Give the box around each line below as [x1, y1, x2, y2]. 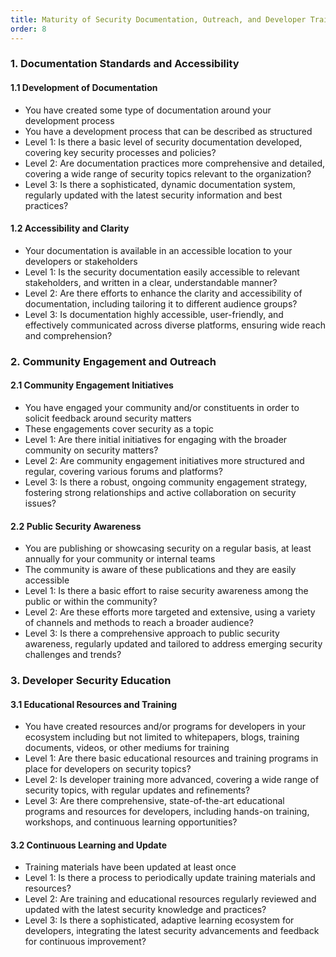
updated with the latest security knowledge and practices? [24, 904, 267, 916]
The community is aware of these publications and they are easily [24, 564, 297, 576]
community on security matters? [24, 444, 159, 456]
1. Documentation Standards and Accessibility [10, 57, 240, 71]
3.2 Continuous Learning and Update [10, 839, 168, 851]
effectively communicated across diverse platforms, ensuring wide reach [24, 319, 327, 331]
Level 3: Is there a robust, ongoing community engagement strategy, [24, 476, 308, 488]
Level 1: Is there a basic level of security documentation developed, [24, 136, 303, 148]
